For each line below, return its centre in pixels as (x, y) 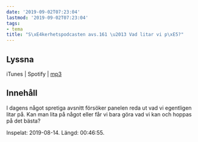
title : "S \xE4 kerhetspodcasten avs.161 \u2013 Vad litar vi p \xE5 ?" (95, 35)
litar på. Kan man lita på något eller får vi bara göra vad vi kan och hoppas (99, 114)
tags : (13, 23)
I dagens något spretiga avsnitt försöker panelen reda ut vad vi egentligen (99, 108)
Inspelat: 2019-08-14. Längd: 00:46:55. (55, 132)
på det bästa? (23, 121)
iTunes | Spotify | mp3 (34, 74)
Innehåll (22, 93)
